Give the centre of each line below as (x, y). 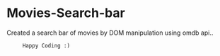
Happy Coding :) (46, 45)
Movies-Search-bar (66, 13)
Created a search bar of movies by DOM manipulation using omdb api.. (110, 33)
